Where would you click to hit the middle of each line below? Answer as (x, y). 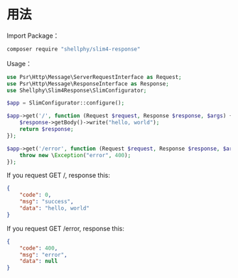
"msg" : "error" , (44, 255)
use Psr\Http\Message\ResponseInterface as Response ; (88, 84)
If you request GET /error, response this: (66, 228)
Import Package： (33, 36)
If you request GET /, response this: (59, 176)
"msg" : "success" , (47, 202)
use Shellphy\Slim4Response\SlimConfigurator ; (77, 90)
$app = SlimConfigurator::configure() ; (66, 103)
